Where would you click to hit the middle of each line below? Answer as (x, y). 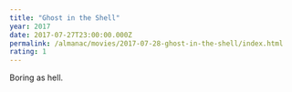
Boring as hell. (36, 77)
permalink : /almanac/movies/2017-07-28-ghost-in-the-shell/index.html (146, 43)
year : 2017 (30, 26)
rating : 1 (28, 52)
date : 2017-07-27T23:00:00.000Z (71, 35)
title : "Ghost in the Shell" (65, 18)
